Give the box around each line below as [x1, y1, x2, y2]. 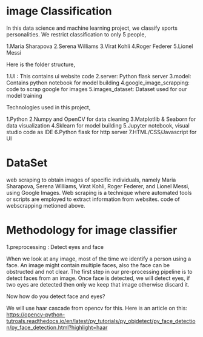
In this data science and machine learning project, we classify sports [6, 24, 178, 32]
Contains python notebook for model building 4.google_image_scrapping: [6, 79, 190, 86]
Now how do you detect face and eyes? [6, 293, 105, 300]
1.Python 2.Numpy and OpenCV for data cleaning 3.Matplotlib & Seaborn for [6, 115, 196, 123]
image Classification [6, 4, 112, 18]
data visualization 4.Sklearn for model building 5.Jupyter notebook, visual [6, 121, 190, 129]
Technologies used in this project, [6, 103, 91, 111]
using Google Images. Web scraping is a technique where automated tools [6, 189, 192, 196]
